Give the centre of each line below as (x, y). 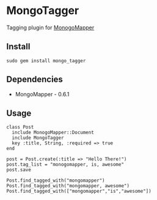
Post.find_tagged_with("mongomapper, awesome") (68, 186)
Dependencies (35, 80)
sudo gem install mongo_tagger (46, 61)
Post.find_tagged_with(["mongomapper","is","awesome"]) (79, 191)
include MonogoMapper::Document (53, 133)
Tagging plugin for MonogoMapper (50, 27)
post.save (19, 170)
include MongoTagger (38, 138)
